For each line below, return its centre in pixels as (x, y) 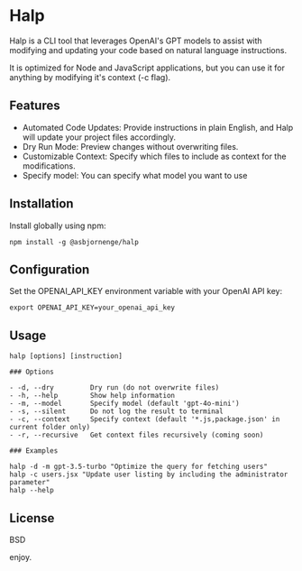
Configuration (50, 269)
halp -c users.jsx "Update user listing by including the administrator (149, 474)
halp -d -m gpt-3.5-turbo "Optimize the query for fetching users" (139, 467)
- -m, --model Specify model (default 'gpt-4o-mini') (125, 404)
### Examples (34, 451)
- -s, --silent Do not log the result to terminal (116, 411)
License (32, 518)
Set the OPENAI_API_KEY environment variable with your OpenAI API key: (146, 291)
